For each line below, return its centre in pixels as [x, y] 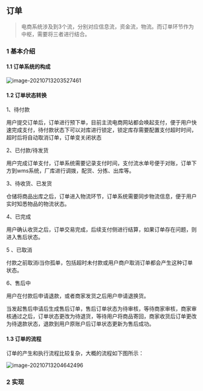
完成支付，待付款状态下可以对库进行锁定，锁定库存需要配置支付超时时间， [104, 130]
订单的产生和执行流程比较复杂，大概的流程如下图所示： [75, 353]
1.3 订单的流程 [24, 339]
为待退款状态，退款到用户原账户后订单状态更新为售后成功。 [80, 324]
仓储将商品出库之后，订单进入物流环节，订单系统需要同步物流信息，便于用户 [101, 196]
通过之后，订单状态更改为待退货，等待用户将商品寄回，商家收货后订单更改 [104, 316]
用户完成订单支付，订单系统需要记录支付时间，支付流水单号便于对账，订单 [99, 163]
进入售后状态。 [25, 237]
